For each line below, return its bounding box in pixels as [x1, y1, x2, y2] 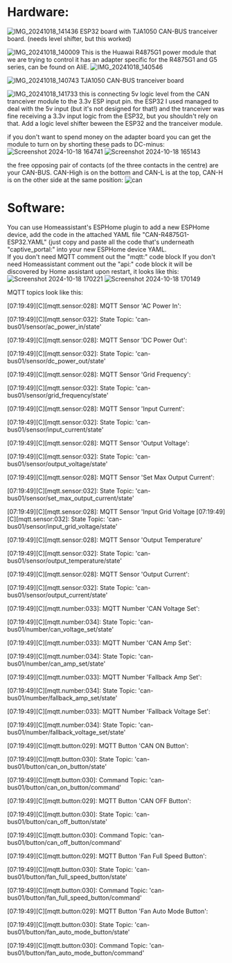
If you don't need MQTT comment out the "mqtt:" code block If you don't [7, 252, 216, 261]
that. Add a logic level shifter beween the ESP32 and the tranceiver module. [7, 119, 223, 127]
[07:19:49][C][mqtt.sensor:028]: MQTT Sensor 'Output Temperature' [7, 536, 203, 544]
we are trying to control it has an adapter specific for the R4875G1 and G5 [7, 55, 217, 63]
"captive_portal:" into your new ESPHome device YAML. [7, 245, 167, 254]
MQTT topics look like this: [7, 288, 83, 296]
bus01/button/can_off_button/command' [7, 838, 123, 846]
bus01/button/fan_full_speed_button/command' [7, 894, 142, 902]
